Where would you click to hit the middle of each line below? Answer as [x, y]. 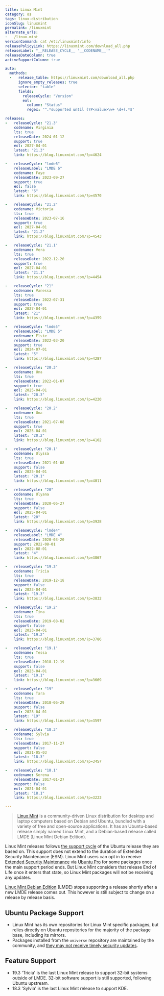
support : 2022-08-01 [35, 544]
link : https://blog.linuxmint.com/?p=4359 [58, 318]
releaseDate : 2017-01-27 [39, 779]
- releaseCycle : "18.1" [31, 771]
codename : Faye [29, 173]
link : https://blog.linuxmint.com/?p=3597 [58, 721]
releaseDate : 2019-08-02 [39, 621]
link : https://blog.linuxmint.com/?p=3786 [58, 639]
